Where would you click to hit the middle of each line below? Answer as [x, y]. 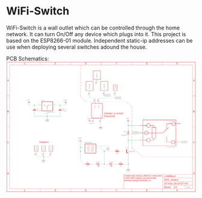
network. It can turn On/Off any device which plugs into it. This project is [96, 34]
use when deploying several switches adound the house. [77, 47]
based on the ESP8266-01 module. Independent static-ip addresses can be [99, 40]
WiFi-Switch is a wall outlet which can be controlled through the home [93, 28]
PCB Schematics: [28, 58]
